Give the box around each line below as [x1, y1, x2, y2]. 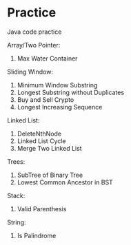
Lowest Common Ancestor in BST [17, 178, 114, 187]
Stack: [7, 191, 26, 200]
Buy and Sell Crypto [17, 95, 74, 104]
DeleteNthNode [17, 129, 62, 138]
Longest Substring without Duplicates [17, 88, 125, 96]
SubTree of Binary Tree [17, 171, 83, 179]
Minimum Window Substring [17, 81, 98, 89]
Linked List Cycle [17, 136, 67, 145]
